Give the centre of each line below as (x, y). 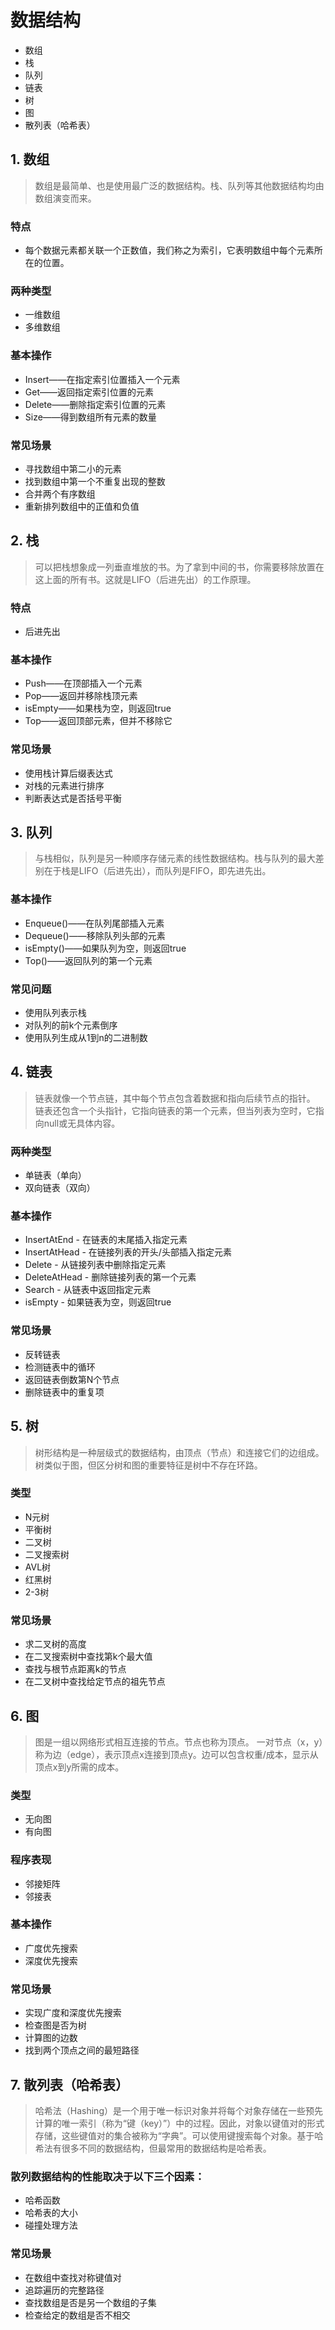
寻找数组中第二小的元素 (73, 468)
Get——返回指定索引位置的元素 (89, 392)
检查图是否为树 (55, 2025)
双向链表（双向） (60, 1188)
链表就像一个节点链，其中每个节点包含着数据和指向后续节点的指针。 (175, 1098)
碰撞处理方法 (51, 2225)
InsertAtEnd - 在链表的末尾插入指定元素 (106, 1240)
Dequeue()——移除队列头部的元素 (95, 935)
